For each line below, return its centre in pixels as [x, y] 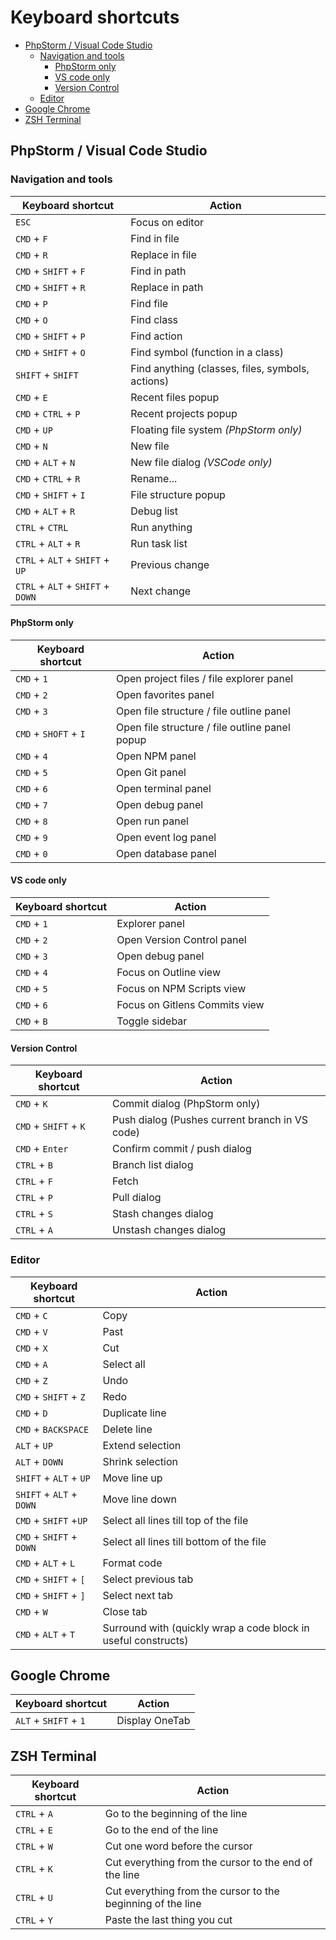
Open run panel [152, 821]
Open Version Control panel [181, 940]
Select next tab [137, 1595]
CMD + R [31, 254]
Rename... [154, 478]
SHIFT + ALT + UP [53, 1478]
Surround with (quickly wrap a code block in [206, 1628]
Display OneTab [153, 1721]
